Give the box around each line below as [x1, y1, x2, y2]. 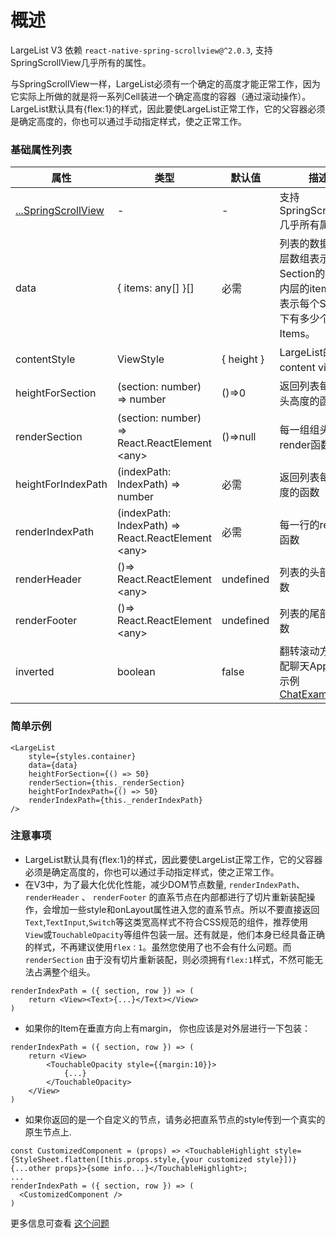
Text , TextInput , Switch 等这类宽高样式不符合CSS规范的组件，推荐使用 [24, 916, 309, 928]
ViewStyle [117, 352, 165, 366]
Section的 [279, 267, 326, 281]
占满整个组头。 [33, 966, 96, 978]
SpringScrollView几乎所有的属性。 [10, 56, 152, 68]
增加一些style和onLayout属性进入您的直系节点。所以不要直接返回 [51, 903, 320, 915]
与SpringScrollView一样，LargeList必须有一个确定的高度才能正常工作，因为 [10, 77, 321, 90]
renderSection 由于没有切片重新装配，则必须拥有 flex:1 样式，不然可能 [24, 953, 315, 965]
